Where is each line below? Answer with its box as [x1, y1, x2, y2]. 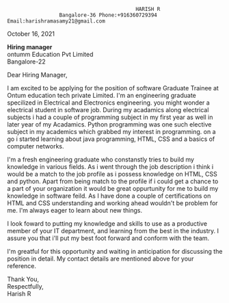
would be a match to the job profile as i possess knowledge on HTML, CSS [7, 170, 217, 178]
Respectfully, [7, 282, 44, 290]
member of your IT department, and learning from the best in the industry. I [7, 227, 219, 235]
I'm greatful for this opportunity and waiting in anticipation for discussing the [7, 248, 223, 255]
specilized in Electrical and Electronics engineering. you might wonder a [7, 98, 210, 107]
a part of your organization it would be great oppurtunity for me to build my [7, 185, 219, 192]
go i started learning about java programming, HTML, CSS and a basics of [7, 135, 215, 143]
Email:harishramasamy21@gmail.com [7, 18, 106, 25]
